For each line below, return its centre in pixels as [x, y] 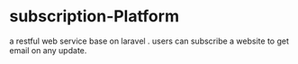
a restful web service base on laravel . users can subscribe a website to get [149, 41]
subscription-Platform [95, 16]
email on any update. [48, 50]
